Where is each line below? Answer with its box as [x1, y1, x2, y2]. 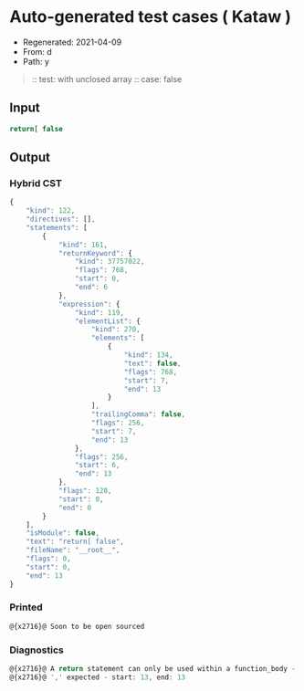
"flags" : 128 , [58, 487, 112, 496]
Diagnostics [9, 644, 64, 656]
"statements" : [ [26, 223, 89, 232]
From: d [22, 46, 52, 57]
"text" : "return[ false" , [26, 537, 125, 547]
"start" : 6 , [74, 461, 121, 470]
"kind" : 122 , [26, 206, 76, 215]
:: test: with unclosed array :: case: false [31, 73, 183, 84]
